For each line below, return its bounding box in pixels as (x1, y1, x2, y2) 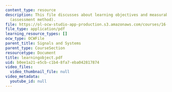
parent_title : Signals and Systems (5, 41, 81, 46)
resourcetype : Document (5, 50, 56, 55)
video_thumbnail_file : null (10, 70, 70, 75)
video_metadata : (5, 74, 40, 79)
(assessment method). (10, 17, 56, 22)
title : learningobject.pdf (5, 55, 63, 60)
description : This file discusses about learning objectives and (5, 12, 147, 17)
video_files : (5, 64, 33, 70)
